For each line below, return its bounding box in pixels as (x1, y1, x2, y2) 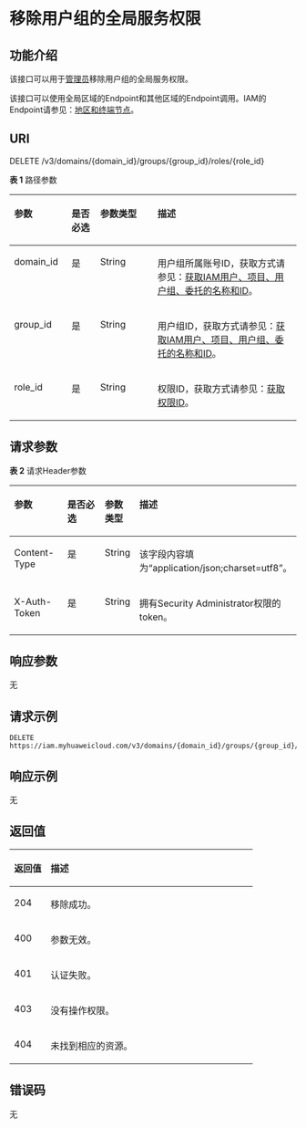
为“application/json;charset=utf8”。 (139, 561, 292, 574)
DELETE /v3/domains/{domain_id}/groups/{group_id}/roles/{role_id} (9, 155, 265, 166)
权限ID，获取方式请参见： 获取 (157, 382, 285, 395)
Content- (14, 546, 55, 559)
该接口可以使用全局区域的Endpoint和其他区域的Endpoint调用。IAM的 (9, 93, 267, 103)
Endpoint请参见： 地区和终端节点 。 (9, 104, 139, 115)
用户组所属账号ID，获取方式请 (157, 256, 285, 269)
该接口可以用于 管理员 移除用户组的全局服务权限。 (9, 74, 193, 84)
